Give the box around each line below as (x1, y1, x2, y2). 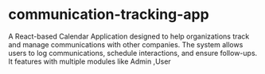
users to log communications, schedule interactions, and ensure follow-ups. (8, 48, 258, 57)
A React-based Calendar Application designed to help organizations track (8, 31, 250, 41)
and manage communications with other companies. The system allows (8, 39, 244, 49)
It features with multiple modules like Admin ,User (8, 57, 171, 66)
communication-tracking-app (8, 6, 209, 24)
